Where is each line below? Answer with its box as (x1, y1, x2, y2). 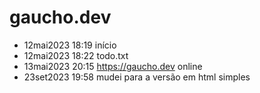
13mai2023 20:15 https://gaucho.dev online (23, 60, 203, 72)
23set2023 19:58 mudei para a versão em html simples (23, 71, 251, 83)
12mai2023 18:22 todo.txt (23, 49, 129, 61)
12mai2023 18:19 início (23, 39, 117, 51)
